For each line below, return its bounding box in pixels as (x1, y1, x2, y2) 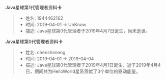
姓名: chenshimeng (25, 50, 66, 55)
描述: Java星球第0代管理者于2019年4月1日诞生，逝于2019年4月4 (25, 62, 161, 68)
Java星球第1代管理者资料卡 (5, 5, 62, 10)
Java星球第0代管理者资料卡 (5, 38, 63, 45)
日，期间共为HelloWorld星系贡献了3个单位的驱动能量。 (25, 68, 141, 74)
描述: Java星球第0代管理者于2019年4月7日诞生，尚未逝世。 (25, 28, 150, 34)
